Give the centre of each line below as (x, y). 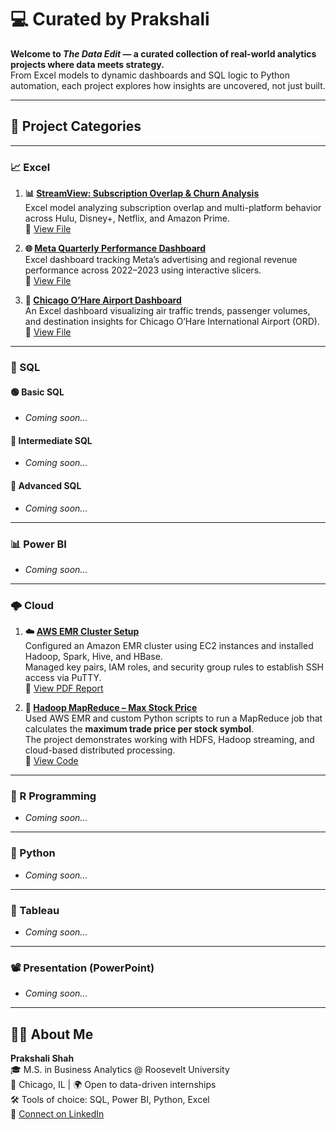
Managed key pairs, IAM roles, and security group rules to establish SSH (174, 667)
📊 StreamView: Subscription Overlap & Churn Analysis (142, 193)
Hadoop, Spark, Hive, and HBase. (93, 657)
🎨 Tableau (35, 910)
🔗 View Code (51, 761)
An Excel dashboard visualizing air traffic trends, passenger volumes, (167, 311)
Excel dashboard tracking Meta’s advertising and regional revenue (161, 260)
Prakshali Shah (42, 1058)
